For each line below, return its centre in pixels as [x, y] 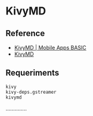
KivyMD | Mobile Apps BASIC [50, 47]
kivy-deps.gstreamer [31, 92]
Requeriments [32, 73]
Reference [25, 33]
